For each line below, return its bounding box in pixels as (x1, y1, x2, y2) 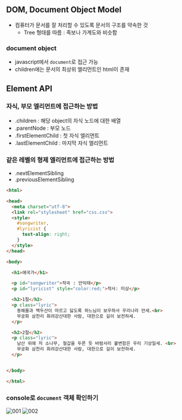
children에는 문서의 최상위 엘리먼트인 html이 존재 (14, 66, 130, 73)
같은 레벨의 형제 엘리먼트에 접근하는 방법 (6, 155, 115, 164)
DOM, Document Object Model (6, 5, 122, 15)
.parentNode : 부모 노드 (14, 125, 71, 132)
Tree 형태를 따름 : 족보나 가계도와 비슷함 (23, 29, 118, 36)
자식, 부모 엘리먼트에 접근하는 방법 (6, 102, 98, 111)
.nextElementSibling (14, 170, 64, 177)
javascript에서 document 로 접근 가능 (14, 58, 99, 66)
